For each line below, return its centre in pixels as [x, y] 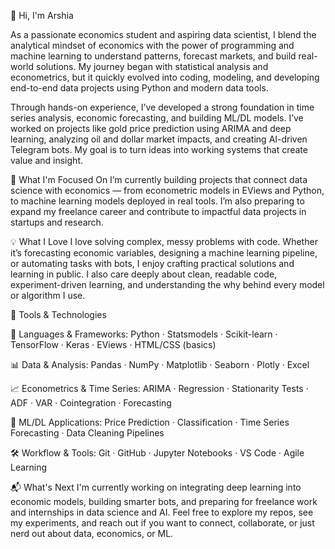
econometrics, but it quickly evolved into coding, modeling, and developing [165, 77]
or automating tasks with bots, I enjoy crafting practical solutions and [152, 263]
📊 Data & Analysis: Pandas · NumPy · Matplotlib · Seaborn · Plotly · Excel [160, 364]
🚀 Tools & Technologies [58, 314]
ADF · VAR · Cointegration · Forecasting [91, 403]
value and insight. [46, 160]
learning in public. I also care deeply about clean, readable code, [144, 274]
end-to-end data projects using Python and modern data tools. [139, 88]
